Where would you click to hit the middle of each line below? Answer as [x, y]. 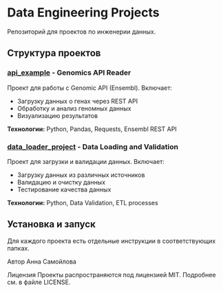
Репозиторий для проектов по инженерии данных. [82, 32]
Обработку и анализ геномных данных [74, 108]
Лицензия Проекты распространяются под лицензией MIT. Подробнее [111, 274]
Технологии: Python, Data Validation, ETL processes [83, 202]
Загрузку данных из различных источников [81, 175]
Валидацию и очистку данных [61, 182]
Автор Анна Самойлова [42, 261]
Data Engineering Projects [83, 13]
